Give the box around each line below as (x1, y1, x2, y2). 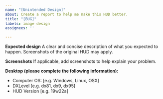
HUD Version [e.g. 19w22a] (12, 88, 69, 94)
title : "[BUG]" (5, 16, 37, 21)
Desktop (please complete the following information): (5, 68, 119, 74)
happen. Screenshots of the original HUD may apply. (5, 49, 113, 55)
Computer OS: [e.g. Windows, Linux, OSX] (12, 78, 100, 84)
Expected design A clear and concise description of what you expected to (5, 44, 159, 49)
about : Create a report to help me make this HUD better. (5, 12, 128, 17)
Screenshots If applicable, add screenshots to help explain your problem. (5, 58, 157, 64)
